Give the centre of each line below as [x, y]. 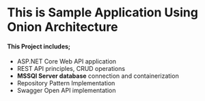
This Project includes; [39, 46]
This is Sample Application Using [102, 13]
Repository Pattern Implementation [66, 83]
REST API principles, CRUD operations [71, 69]
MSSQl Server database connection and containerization [98, 76]
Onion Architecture [63, 27]
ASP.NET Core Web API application [67, 61]
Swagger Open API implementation [66, 91]
